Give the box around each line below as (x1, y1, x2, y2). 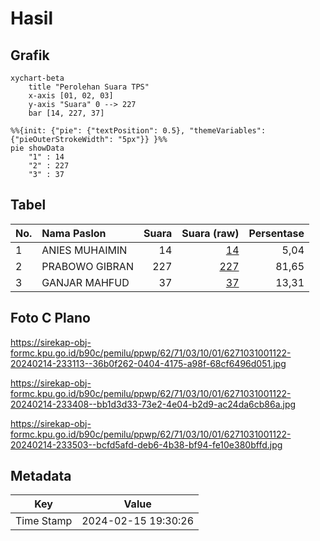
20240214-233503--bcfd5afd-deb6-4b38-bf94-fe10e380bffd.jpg (10, 438, 283, 451)
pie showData (10, 143, 65, 153)
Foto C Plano (10, 310, 91, 327)
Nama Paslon (41, 226, 107, 240)
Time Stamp (15, 514, 73, 528)
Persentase (248, 226, 305, 240)
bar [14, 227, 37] (28, 108, 105, 118)
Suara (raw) (181, 226, 240, 240)
